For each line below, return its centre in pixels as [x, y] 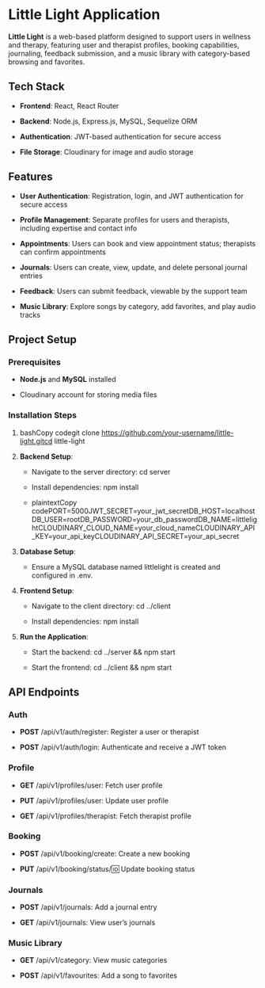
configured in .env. [62, 575]
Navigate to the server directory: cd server [101, 471]
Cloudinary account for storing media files [88, 395]
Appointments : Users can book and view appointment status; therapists [138, 243]
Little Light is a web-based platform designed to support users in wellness [130, 36]
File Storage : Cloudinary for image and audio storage [106, 151]
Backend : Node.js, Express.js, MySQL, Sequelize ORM [108, 121]
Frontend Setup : [47, 590]
